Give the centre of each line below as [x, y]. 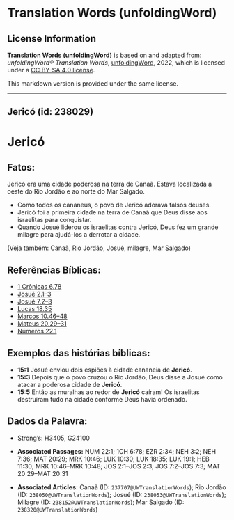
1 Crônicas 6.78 [39, 287]
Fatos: [21, 167]
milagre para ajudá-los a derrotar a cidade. [79, 235]
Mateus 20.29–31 [42, 324]
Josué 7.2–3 [34, 301]
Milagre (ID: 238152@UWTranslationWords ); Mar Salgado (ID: [101, 502]
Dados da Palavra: [47, 421]
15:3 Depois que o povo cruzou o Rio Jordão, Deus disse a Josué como [120, 377]
